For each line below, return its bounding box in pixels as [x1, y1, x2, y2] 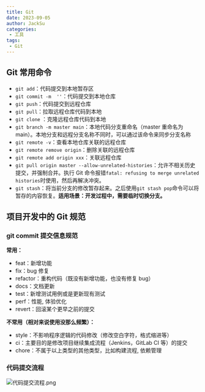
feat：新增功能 [15, 260, 53, 267]
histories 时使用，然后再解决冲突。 [15, 176, 105, 184]
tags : [6, 37, 20, 43]
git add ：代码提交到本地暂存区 [15, 85, 94, 92]
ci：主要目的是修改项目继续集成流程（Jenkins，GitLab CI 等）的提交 [15, 339, 188, 347]
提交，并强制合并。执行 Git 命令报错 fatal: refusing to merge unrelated [15, 169, 199, 176]
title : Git [6, 9, 34, 15]
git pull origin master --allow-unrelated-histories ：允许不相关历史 [15, 161, 196, 168]
